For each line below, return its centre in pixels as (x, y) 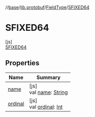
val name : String (49, 92)
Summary (49, 77)
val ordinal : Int (46, 107)
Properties (22, 63)
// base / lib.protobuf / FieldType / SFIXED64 (47, 7)
